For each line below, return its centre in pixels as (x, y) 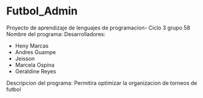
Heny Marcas (32, 46)
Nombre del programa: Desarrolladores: (56, 34)
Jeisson (25, 58)
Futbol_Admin (42, 11)
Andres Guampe (35, 52)
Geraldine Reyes (35, 71)
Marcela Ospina (35, 65)
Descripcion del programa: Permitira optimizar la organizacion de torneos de (102, 83)
